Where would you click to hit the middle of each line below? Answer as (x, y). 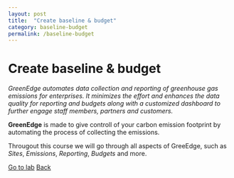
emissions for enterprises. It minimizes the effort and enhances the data (114, 96)
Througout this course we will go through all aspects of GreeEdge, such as (117, 146)
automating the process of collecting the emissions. (84, 133)
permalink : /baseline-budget (51, 34)
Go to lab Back (30, 167)
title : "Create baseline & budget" (62, 21)
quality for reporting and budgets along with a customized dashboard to (115, 104)
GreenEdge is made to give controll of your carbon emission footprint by (115, 125)
